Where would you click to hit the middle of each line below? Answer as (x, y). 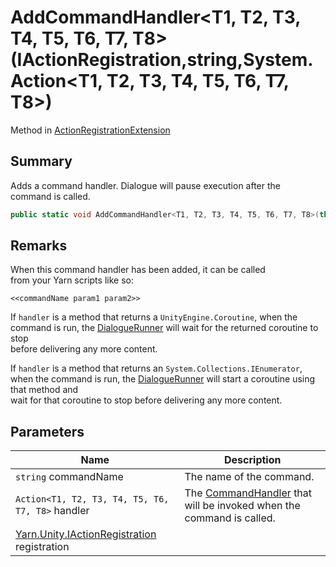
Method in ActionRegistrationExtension (90, 130)
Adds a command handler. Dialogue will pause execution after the (145, 185)
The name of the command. (249, 477)
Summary (41, 161)
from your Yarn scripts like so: (72, 280)
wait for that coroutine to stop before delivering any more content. (146, 400)
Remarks (39, 246)
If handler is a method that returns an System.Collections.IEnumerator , (156, 368)
